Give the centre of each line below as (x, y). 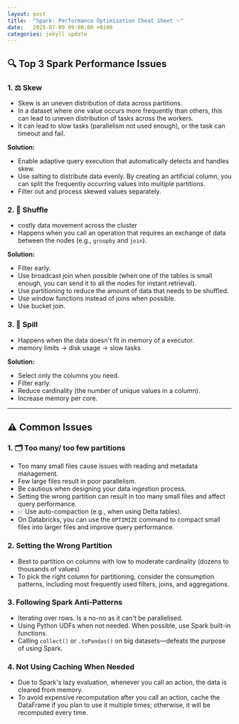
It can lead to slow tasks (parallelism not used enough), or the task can (121, 126)
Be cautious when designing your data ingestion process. (102, 489)
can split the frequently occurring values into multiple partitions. (111, 183)
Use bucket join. (42, 306)
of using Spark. (40, 648)
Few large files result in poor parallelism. (77, 481)
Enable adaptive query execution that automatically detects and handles (123, 160)
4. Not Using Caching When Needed (71, 666)
